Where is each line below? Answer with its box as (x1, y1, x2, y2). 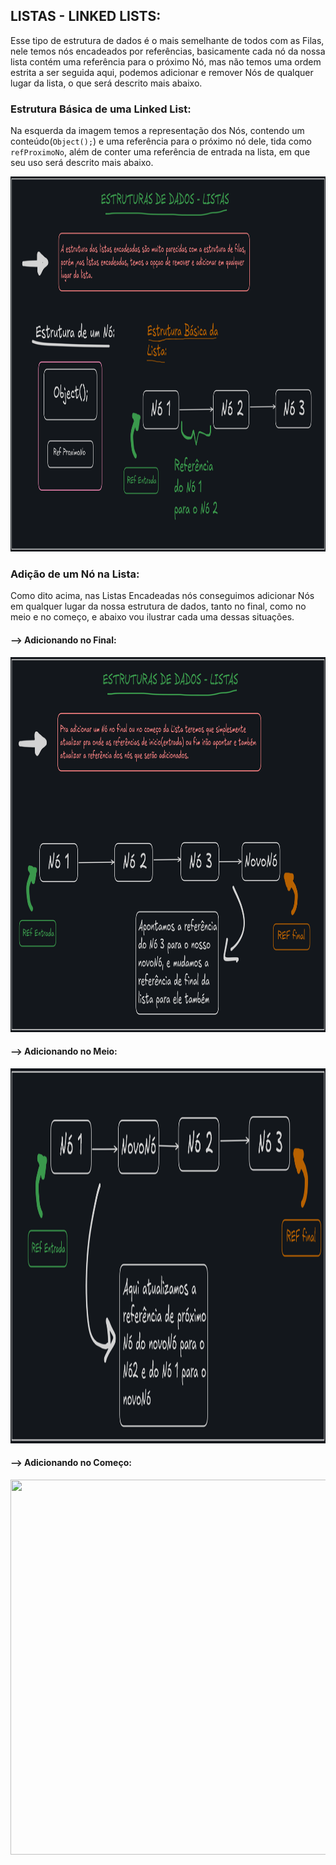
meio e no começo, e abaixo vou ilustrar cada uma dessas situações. (10, 611, 295, 623)
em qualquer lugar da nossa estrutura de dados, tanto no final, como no (10, 600, 307, 613)
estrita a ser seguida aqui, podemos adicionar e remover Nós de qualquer (10, 66, 314, 78)
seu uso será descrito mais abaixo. (10, 157, 154, 169)
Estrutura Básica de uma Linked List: (10, 102, 192, 116)
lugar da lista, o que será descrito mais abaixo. (10, 77, 203, 89)
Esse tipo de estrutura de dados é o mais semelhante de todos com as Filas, (10, 34, 325, 46)
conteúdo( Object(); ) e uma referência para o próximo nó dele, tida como (10, 135, 312, 148)
